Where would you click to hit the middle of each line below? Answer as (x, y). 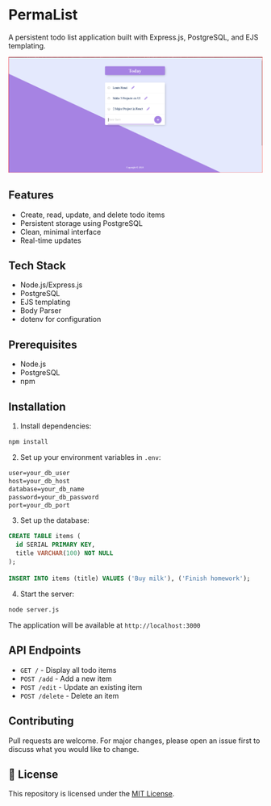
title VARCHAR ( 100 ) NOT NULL (65, 553)
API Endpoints (45, 651)
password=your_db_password (54, 497)
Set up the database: (55, 520)
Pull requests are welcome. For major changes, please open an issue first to (134, 741)
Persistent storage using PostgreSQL (81, 223)
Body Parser (41, 311)
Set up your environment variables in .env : (90, 457)
